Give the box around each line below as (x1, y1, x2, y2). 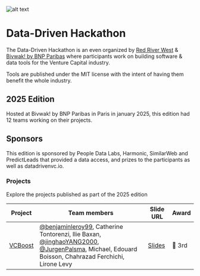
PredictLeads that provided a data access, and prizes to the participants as (6, 156, 190, 163)
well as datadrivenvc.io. (6, 162, 64, 170)
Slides (148, 241, 165, 249)
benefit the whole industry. (6, 76, 73, 84)
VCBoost (9, 241, 34, 249)
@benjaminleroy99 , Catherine (39, 222, 123, 231)
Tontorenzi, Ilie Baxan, (39, 230, 101, 238)
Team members (68, 208, 114, 217)
